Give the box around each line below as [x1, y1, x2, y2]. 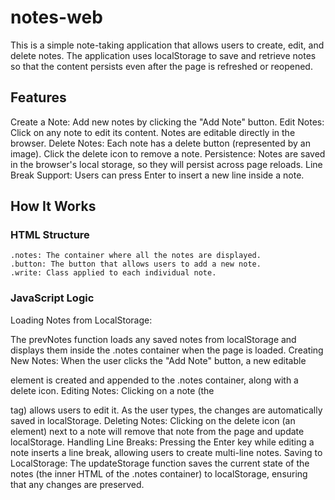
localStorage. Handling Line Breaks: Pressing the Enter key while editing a [10, 436, 315, 448]
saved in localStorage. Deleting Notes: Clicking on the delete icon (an [10, 414, 296, 426]
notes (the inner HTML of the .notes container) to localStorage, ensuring [10, 467, 308, 480]
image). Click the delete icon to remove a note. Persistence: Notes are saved [10, 147, 326, 160]
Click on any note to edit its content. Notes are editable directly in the [10, 126, 296, 138]
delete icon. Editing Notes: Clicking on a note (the [10, 384, 215, 396]
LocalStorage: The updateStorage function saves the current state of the [10, 457, 310, 469]
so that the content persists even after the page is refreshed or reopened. [10, 60, 313, 72]
